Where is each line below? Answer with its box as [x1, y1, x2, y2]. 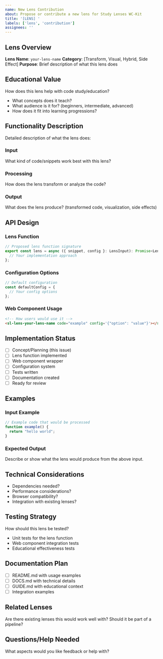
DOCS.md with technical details [12, 578, 76, 584]
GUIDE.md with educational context [12, 583, 83, 589]
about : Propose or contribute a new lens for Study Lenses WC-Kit [5, 12, 142, 17]
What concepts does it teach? [12, 98, 72, 104]
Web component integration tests [12, 540, 79, 546]
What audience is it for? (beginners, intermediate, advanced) [12, 103, 134, 108]
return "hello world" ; [9, 429, 55, 434]
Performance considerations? [12, 488, 71, 494]
